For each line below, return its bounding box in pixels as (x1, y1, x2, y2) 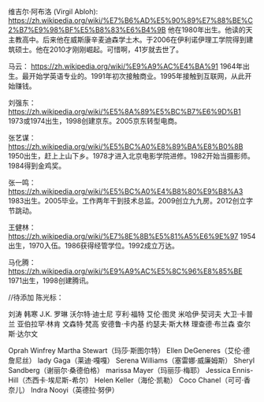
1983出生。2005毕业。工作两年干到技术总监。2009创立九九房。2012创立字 (8, 196, 254, 205)
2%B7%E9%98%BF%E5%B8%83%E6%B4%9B (8, 25, 166, 34)
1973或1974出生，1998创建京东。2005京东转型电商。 (8, 117, 181, 125)
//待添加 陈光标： (8, 292, 65, 302)
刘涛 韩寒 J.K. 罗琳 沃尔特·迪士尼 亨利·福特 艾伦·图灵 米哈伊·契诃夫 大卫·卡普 (8, 310, 254, 318)
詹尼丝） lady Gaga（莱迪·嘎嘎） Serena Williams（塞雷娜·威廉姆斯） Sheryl (8, 355, 255, 365)
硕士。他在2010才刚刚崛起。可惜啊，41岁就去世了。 (14, 45, 184, 54)
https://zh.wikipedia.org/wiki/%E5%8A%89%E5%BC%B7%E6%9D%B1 (8, 107, 242, 116)
